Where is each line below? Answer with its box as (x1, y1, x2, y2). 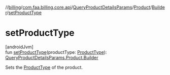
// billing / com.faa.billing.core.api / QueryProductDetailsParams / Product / (5, 5, 152, 10)
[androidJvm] (5, 44, 34, 50)
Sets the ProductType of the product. (5, 64, 83, 70)
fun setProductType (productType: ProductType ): (5, 49, 107, 55)
